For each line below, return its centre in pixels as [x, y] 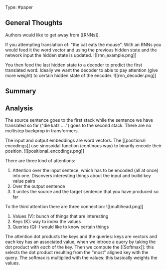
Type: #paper [19, 7]
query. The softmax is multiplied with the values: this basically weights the [82, 258]
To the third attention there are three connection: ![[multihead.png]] [74, 207]
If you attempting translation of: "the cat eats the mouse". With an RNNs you [83, 44]
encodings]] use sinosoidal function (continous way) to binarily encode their [83, 146]
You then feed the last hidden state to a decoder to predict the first [74, 65]
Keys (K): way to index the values [47, 222]
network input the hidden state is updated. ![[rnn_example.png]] [71, 55]
